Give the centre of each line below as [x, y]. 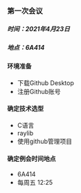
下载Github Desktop [46, 83]
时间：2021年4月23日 [39, 28]
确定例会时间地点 [31, 158]
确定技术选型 [25, 109]
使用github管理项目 [45, 141]
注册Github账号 [39, 91]
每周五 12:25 [35, 183]
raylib [25, 134]
